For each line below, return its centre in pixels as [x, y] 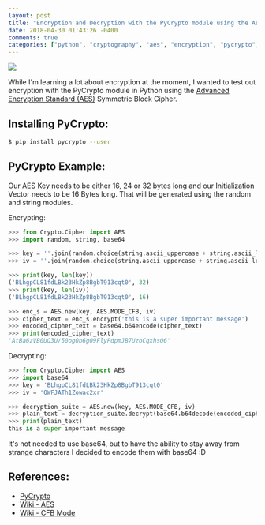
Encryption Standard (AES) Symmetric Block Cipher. [93, 99]
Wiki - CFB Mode [47, 512]
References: [39, 477]
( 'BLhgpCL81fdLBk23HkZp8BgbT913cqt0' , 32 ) [79, 283]
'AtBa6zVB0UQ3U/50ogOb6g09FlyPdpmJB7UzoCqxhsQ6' [90, 341]
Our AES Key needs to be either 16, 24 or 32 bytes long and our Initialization [131, 186]
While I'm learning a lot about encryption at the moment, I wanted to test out [132, 82]
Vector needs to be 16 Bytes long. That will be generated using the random [129, 193]
